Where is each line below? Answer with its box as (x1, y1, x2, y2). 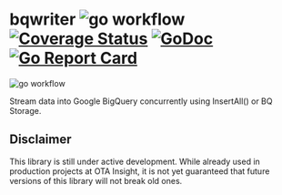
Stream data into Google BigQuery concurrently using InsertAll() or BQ (9, 96, 273, 107)
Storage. (9, 105, 42, 116)
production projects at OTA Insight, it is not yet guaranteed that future (9, 165, 270, 177)
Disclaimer (9, 132, 72, 148)
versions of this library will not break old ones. (9, 175, 183, 186)
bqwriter (9, 9, 76, 30)
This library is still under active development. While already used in (9, 156, 261, 167)
